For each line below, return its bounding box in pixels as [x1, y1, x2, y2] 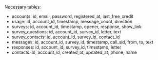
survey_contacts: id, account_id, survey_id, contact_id [11, 34, 120, 40]
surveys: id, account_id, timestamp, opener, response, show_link [11, 24, 142, 30]
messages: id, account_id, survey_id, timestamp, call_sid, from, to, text [11, 39, 154, 45]
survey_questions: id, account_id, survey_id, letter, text [11, 29, 121, 34]
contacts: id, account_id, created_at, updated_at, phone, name [11, 49, 137, 55]
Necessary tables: [4, 4, 41, 10]
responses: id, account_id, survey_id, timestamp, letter [11, 45, 121, 50]
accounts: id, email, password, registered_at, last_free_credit [11, 14, 134, 19]
